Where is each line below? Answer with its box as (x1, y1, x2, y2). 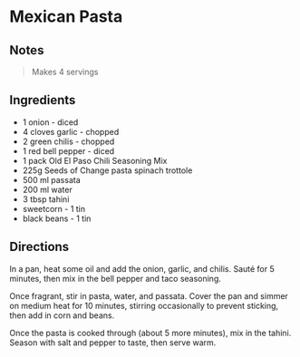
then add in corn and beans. (9, 310, 115, 321)
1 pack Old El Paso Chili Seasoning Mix (22, 155, 168, 166)
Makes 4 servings (31, 66, 99, 77)
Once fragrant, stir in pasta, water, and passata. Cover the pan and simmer (9, 290, 288, 301)
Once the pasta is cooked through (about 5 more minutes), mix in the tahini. (9, 327, 292, 338)
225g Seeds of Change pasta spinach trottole (22, 165, 193, 176)
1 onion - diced (22, 116, 79, 128)
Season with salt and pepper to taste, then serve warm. (9, 337, 217, 348)
